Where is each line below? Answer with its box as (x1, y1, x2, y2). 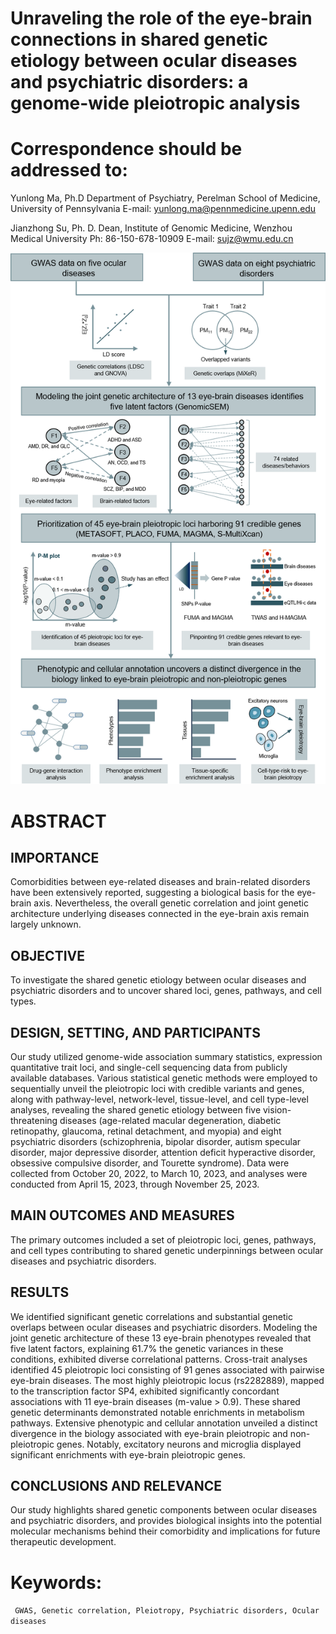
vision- (263, 1103, 292, 1116)
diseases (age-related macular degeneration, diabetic (59, 1114, 282, 1126)
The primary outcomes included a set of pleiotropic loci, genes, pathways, (10, 1233, 317, 1246)
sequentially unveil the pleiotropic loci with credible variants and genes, (10, 1082, 305, 1094)
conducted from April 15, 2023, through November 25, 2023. (10, 1178, 260, 1190)
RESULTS (10, 1284, 70, 1301)
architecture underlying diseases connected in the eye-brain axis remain (10, 908, 310, 920)
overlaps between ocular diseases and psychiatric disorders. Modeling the (10, 1321, 318, 1333)
